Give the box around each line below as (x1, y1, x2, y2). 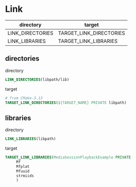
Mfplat (16, 164, 30, 169)
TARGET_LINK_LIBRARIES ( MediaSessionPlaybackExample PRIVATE (5, 155, 132, 160)
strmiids (16, 173, 34, 178)
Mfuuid (16, 169, 30, 174)
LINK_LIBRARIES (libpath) (5, 137, 56, 142)
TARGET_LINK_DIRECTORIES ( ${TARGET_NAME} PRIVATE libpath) (5, 100, 127, 105)
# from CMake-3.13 (5, 95, 43, 101)
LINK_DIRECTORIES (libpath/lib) (5, 77, 69, 82)
